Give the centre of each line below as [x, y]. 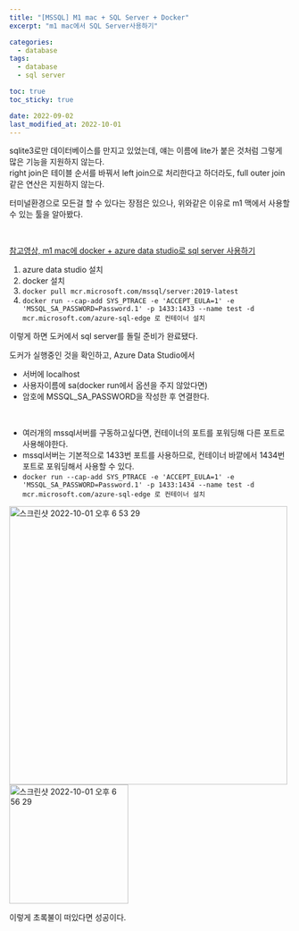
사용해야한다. [45, 444]
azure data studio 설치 [62, 270]
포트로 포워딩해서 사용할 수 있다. [78, 467]
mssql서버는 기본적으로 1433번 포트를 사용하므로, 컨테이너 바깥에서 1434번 [154, 455]
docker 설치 [43, 281]
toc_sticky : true [42, 99]
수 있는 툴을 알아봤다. [46, 215]
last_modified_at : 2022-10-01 [66, 124]
